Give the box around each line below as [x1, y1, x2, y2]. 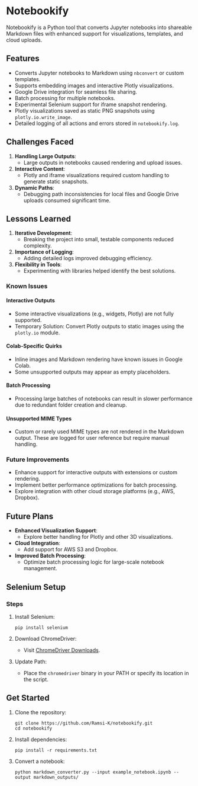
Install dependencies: [14, 736, 67, 743]
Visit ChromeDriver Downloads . [23, 646, 100, 653]
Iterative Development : [14, 229, 73, 237]
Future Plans [6, 511, 54, 521]
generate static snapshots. [23, 178, 89, 185]
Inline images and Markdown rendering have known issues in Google [14, 356, 183, 363]
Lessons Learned [6, 213, 71, 223]
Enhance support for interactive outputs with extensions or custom [14, 469, 177, 476]
